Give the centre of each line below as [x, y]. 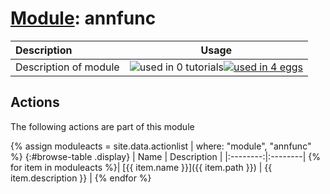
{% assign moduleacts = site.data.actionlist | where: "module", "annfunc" [161, 146]
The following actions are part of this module [102, 126]
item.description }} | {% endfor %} [81, 178]
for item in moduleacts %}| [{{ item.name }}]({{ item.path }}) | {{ [141, 167]
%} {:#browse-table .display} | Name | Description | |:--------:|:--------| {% [165, 156]
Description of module [67, 67]
